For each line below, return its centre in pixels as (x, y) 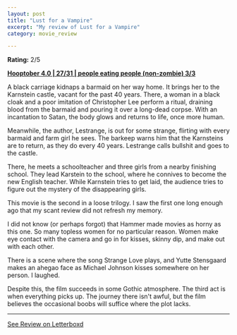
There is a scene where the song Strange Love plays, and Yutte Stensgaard (117, 260)
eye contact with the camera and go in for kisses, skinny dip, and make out (116, 239)
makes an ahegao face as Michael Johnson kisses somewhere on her (108, 268)
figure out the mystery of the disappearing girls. (77, 189)
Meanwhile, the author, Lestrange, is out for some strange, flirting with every (119, 130)
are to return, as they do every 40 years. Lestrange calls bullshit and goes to (118, 146)
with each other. (31, 247)
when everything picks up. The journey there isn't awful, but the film (107, 296)
